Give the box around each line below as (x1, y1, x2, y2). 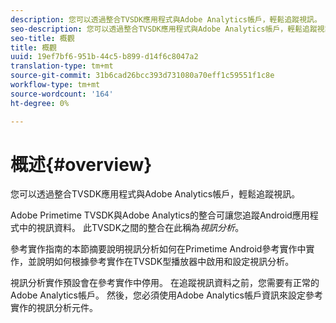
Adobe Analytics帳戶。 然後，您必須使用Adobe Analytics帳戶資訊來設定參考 (10, 289, 323, 301)
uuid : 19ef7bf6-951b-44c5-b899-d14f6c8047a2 (10, 52, 199, 62)
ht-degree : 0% (10, 98, 70, 108)
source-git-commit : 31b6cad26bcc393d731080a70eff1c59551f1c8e (10, 71, 275, 81)
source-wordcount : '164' (10, 89, 114, 99)
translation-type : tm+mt (10, 61, 114, 71)
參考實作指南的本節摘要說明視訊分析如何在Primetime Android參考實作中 (10, 243, 307, 255)
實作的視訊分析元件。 (10, 302, 98, 314)
